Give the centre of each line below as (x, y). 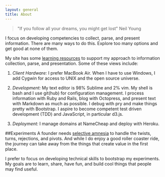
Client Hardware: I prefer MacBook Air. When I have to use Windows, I (84, 73)
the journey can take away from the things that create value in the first (77, 143)
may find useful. (21, 169)
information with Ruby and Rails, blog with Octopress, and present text (84, 98)
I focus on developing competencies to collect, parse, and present (72, 38)
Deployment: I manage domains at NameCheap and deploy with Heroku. (86, 124)
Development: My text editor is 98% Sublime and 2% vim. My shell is (82, 88)
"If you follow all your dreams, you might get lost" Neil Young (79, 28)
